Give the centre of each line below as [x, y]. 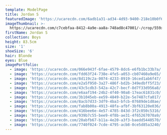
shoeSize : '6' [20, 51]
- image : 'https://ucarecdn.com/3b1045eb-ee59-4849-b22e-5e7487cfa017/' [86, 97]
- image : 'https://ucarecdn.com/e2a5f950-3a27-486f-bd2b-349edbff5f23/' [86, 83]
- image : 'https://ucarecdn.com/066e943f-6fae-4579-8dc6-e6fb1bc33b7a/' [86, 70]
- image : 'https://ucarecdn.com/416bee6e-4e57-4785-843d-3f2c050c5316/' [86, 111]
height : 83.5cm [21, 42]
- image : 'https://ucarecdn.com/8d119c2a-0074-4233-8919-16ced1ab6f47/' [86, 79]
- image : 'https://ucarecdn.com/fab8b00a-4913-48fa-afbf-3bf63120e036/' [86, 106]
